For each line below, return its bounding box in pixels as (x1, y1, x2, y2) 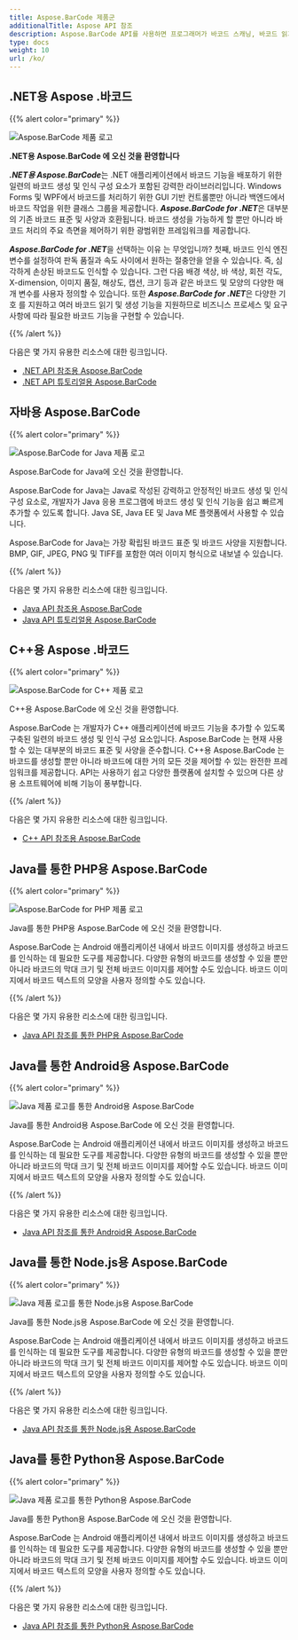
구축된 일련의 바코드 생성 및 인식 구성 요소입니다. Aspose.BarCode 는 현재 (9, 734, 267, 745)
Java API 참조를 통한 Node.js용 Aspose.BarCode (21, 1423, 197, 1434)
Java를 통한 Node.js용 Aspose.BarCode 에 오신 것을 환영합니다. (9, 1316, 234, 1327)
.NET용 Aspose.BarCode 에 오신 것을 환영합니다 (9, 150, 180, 161)
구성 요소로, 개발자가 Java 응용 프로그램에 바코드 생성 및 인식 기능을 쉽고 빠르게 (9, 496, 284, 507)
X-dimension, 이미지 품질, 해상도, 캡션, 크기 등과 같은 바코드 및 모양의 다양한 (9, 277, 275, 288)
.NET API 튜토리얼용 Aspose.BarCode (21, 376, 157, 387)
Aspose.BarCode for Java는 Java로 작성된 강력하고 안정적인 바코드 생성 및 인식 (9, 485, 288, 495)
